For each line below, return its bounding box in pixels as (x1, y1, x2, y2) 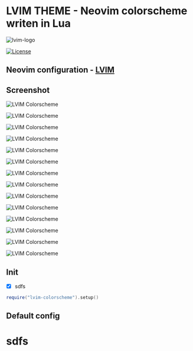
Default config (6, 311, 60, 321)
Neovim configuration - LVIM (6, 65, 115, 75)
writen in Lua (6, 17, 71, 30)
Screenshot (6, 85, 50, 95)
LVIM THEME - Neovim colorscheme (6, 4, 188, 18)
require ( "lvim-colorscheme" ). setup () (6, 295, 99, 301)
